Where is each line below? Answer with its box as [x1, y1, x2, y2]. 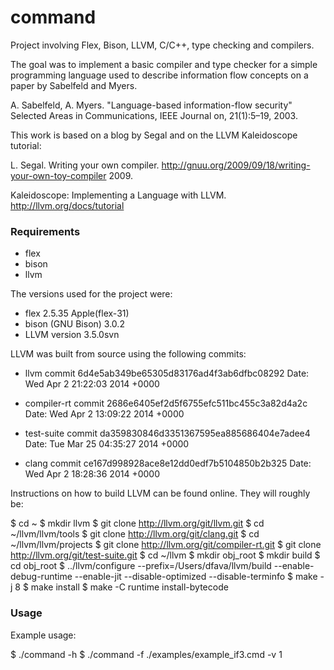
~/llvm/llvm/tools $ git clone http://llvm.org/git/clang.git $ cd [10, 528, 260, 540]
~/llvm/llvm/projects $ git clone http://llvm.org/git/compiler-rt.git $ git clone [10, 539, 322, 551]
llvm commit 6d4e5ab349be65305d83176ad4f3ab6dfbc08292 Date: [24, 367, 310, 380]
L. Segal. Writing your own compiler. [10, 159, 160, 171]
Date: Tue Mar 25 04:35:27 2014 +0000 [24, 438, 190, 450]
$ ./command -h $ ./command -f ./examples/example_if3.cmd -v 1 [10, 648, 283, 660]
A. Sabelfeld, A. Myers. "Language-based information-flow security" [10, 99, 293, 111]
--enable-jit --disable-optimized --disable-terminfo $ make [74, 571, 318, 583]
